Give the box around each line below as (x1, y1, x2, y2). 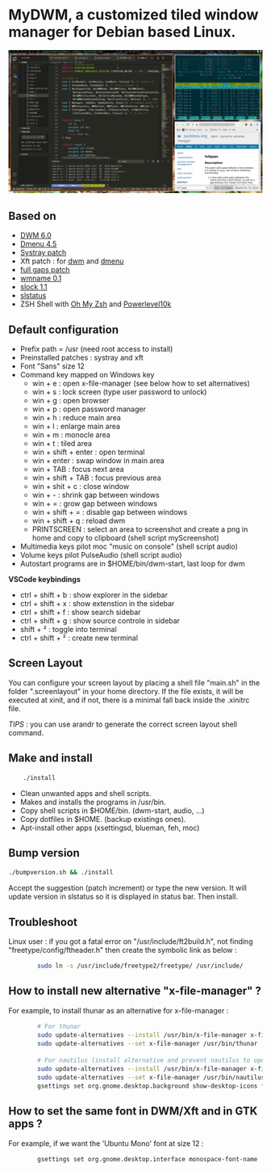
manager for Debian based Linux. (8, 23, 236, 41)
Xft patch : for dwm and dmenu (19, 256, 124, 266)
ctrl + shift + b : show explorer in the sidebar (19, 590, 168, 600)
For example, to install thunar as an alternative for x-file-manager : (8, 1005, 229, 1015)
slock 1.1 (19, 282, 48, 292)
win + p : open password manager (31, 404, 147, 414)
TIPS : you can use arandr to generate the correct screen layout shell (8, 719, 238, 729)
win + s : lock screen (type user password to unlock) (31, 387, 207, 397)
